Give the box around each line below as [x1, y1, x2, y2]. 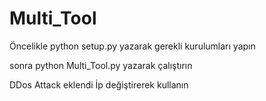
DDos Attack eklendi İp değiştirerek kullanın [9, 78, 189, 91]
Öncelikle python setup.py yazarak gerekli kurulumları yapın [9, 40, 256, 52]
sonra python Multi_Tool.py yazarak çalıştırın [9, 59, 193, 71]
